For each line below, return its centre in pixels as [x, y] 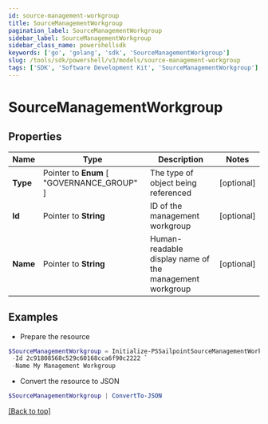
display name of [180, 258]
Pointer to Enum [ [76, 173]
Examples [33, 317]
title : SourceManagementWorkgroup [66, 23]
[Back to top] [30, 411]
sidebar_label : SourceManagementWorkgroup [80, 38]
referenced [171, 193]
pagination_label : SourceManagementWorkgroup [85, 30]
